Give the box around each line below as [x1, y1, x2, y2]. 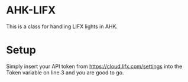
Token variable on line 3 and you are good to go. [6, 69, 124, 76]
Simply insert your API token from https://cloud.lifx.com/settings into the [6, 63, 183, 70]
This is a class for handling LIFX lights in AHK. [6, 23, 118, 30]
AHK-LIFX [6, 4, 56, 17]
